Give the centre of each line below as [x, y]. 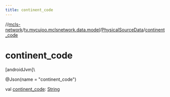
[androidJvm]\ [20, 69]
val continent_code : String [32, 89]
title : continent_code [29, 10]
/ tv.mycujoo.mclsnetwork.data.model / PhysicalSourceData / [84, 30]
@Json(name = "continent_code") [41, 79]
